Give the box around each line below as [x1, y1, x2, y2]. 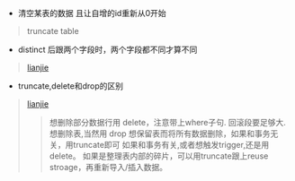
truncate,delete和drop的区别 [17, 81, 124, 91]
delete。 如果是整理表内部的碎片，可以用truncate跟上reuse [49, 151, 269, 161]
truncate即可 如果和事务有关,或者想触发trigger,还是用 [73, 140, 270, 150]
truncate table [26, 26, 79, 36]
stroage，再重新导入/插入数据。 [49, 162, 168, 172]
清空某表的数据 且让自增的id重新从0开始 [17, 8, 166, 18]
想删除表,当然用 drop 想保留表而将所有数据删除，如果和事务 [49, 128, 272, 139]
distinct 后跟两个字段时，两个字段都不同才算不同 [17, 44, 198, 55]
